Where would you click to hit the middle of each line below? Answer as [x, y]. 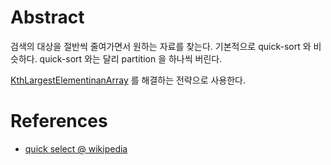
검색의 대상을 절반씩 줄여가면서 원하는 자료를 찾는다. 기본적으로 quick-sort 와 [161, 46]
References [59, 121]
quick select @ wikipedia [76, 148]
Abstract [47, 17]
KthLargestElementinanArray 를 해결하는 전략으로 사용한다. [128, 80]
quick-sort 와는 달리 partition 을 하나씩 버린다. [131, 58]
